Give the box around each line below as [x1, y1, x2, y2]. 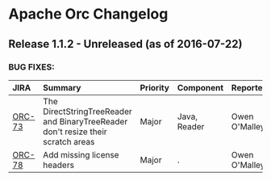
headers [43, 159, 75, 170]
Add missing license [43, 149, 119, 160]
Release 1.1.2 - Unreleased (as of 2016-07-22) [8, 37, 243, 51]
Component [177, 82, 224, 93]
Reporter [231, 82, 266, 93]
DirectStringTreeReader [43, 106, 132, 117]
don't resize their [43, 126, 107, 137]
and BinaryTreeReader [43, 116, 128, 127]
